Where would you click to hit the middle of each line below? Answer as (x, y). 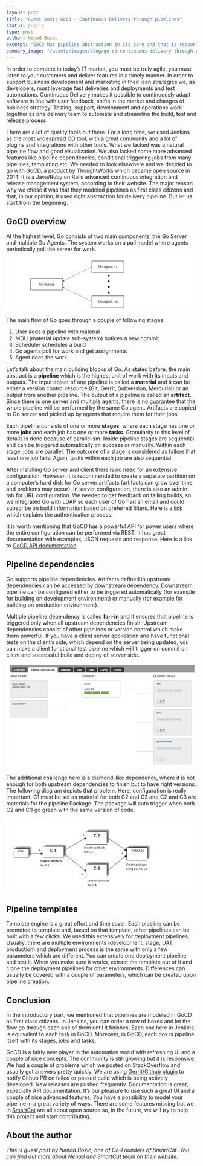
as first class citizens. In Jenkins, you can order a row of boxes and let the (98, 1022)
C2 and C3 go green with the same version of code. (71, 810)
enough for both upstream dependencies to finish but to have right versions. (101, 784)
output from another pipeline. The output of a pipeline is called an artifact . (99, 395)
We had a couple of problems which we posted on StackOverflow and (93, 1065)
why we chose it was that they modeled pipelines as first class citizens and (100, 190)
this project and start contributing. (49, 1116)
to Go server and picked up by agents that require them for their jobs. (93, 414)
